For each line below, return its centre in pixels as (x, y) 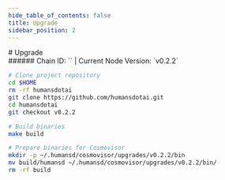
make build (26, 134)
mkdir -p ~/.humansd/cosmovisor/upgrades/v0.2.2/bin (97, 156)
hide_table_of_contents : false (60, 15)
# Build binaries (37, 126)
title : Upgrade (33, 23)
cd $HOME (22, 83)
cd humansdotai (33, 105)
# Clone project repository (54, 76)
